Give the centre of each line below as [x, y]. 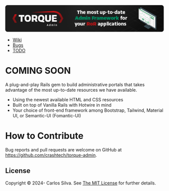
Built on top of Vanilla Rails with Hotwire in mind [62, 105]
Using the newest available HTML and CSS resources [68, 100]
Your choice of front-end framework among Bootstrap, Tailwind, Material [88, 110]
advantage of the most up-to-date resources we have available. [71, 90]
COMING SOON [38, 71]
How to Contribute [45, 136]
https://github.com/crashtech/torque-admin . [51, 155]
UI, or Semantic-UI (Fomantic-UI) [47, 116]
